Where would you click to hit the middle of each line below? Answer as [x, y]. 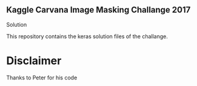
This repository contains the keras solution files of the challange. [87, 36]
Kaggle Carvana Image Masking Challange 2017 [98, 10]
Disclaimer [34, 61]
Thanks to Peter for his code [42, 78]
